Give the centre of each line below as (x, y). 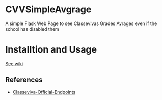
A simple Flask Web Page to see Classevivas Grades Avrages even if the (81, 23)
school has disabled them (32, 29)
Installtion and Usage (51, 50)
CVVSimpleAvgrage (48, 9)
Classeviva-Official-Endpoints (44, 92)
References (24, 80)
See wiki (14, 64)
